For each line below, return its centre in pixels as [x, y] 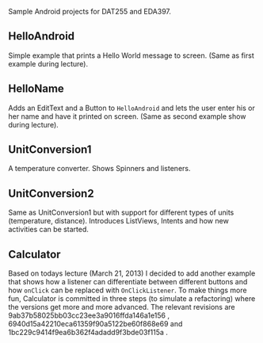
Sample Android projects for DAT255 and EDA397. [90, 11]
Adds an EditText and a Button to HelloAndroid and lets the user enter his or [131, 108]
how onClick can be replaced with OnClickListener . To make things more [128, 290]
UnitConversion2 [51, 193]
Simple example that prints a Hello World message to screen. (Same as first [131, 55]
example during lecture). [48, 63]
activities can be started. [49, 230]
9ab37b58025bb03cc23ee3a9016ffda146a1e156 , [89, 315]
